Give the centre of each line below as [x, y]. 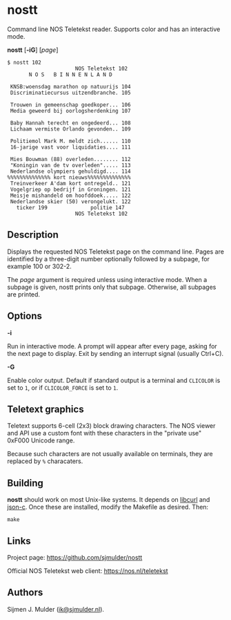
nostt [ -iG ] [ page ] [33, 50]
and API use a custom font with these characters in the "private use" [104, 433]
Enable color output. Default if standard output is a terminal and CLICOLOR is [114, 380]
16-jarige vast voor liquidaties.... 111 [70, 147]
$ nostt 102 [24, 62]
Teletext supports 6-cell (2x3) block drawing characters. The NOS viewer [111, 426]
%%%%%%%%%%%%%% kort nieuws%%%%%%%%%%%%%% [69, 177]
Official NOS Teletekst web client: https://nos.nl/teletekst [88, 571]
